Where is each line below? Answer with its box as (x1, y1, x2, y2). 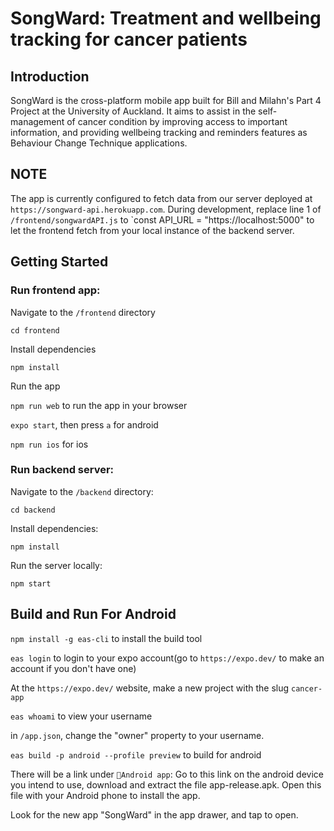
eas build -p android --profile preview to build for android (10, 748, 262, 761)
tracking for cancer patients (10, 28, 248, 51)
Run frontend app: (10, 283, 101, 297)
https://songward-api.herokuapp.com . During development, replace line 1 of (10, 203, 322, 215)
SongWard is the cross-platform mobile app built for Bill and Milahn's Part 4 (10, 95, 322, 106)
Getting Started (10, 253, 109, 271)
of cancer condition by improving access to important (66, 116, 288, 127)
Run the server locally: (10, 559, 103, 571)
